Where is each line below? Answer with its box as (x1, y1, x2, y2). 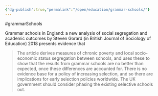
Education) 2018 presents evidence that (5, 40, 86, 47)
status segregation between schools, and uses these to (38, 55, 150, 61)
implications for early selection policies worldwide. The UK (17, 76, 136, 82)
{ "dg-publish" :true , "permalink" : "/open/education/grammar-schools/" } (5, 7, 150, 12)
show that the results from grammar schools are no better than (17, 60, 144, 66)
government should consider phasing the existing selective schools (17, 81, 153, 87)
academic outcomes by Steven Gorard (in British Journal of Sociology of (5, 35, 151, 41)
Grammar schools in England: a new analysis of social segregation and (5, 30, 148, 36)
